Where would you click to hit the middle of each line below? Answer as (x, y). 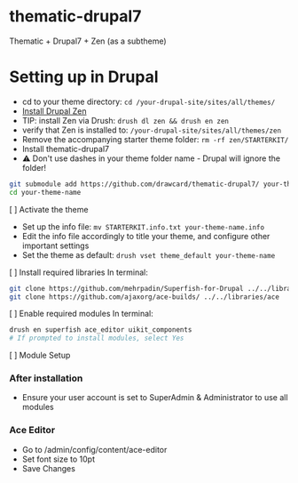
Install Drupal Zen (54, 111)
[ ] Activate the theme (49, 209)
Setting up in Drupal (84, 77)
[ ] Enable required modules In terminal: (81, 314)
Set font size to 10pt (59, 459)
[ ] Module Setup (40, 355)
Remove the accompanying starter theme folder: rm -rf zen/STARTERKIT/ (155, 139)
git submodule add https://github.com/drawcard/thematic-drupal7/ (134, 184)
